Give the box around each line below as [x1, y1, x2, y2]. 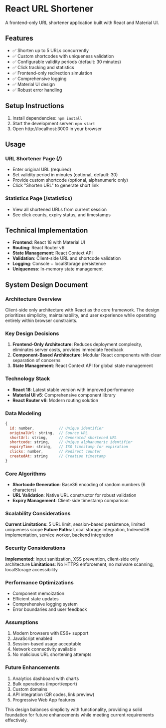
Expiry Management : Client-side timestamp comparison [12, 498, 129, 504]
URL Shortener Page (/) [5, 155, 62, 162]
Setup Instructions [5, 102, 64, 110]
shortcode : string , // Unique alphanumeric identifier [9, 440, 133, 445]
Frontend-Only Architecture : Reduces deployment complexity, [12, 341, 143, 347]
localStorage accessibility [5, 566, 58, 572]
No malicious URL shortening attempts [12, 651, 92, 657]
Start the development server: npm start [12, 120, 96, 126]
